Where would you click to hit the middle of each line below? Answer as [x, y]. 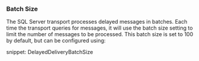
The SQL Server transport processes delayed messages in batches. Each [97, 22]
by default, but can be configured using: [56, 41]
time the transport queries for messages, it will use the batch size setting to [100, 28]
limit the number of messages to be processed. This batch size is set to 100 [100, 34]
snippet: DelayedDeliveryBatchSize [50, 52]
